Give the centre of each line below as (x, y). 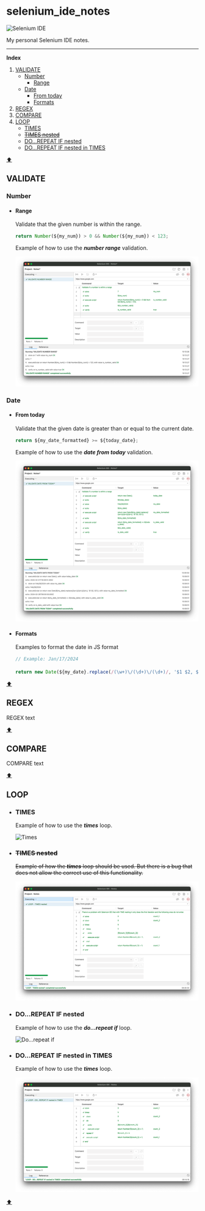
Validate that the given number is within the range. (78, 224)
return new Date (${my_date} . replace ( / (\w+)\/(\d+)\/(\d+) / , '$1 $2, (104, 672)
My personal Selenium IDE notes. (48, 40)
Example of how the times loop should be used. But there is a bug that (104, 866)
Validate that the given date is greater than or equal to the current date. (104, 428)
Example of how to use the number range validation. (81, 248)
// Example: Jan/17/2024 (47, 659)
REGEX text (21, 718)
